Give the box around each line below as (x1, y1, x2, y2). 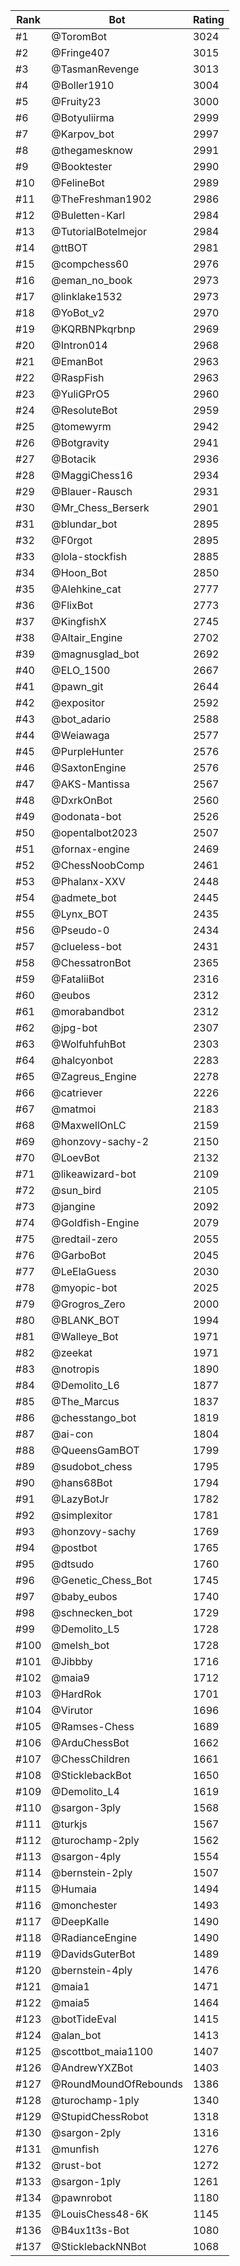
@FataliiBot (51, 972, 105, 986)
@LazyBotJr (51, 1492, 110, 1506)
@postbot (51, 1541, 98, 1554)
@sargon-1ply (51, 2175, 122, 2188)
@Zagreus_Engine (51, 1070, 137, 1083)
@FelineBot (51, 176, 105, 189)
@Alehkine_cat (51, 582, 122, 596)
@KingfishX (51, 615, 107, 628)
